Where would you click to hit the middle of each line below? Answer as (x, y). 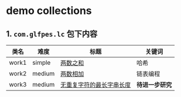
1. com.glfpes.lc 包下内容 (52, 34)
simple (41, 63)
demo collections (49, 11)
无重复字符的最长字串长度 (96, 85)
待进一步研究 (154, 85)
